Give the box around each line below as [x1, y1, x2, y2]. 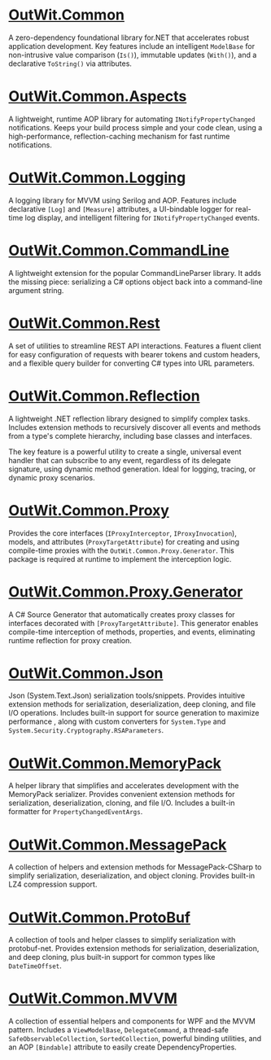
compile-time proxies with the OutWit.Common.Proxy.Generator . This [8, 545, 234, 555]
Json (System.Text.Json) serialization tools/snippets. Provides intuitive [8, 690, 246, 701]
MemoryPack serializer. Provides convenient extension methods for [8, 790, 235, 799]
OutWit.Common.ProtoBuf [8, 908, 191, 926]
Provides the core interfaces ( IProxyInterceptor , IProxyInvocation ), [8, 528, 238, 538]
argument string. [8, 285, 64, 295]
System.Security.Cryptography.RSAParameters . [8, 725, 164, 735]
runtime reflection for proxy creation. [8, 635, 133, 645]
